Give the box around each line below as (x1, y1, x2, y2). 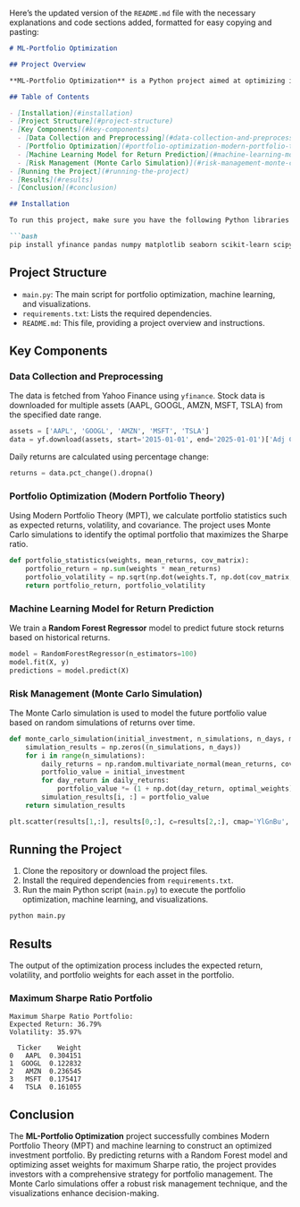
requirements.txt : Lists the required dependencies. (21, 308, 212, 319)
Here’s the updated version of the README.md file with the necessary (9, 8, 256, 18)
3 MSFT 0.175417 (9, 1074, 82, 1084)
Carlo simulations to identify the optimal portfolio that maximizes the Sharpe (9, 529, 288, 540)
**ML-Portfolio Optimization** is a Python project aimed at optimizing (9, 76, 286, 85)
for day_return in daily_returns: (41, 776, 170, 785)
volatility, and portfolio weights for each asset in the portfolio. (9, 970, 235, 980)
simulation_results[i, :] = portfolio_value (41, 792, 210, 802)
